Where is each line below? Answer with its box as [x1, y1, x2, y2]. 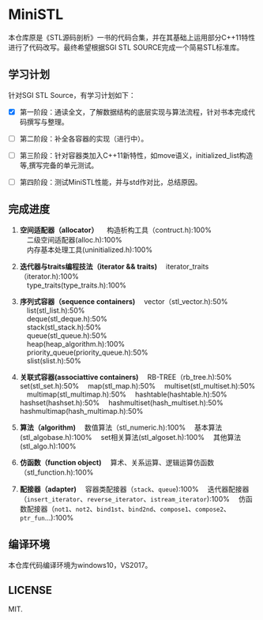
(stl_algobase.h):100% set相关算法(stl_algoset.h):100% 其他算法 [19, 432, 242, 442]
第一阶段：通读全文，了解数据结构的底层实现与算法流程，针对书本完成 [19, 107, 249, 116]
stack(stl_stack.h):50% [26, 322, 102, 332]
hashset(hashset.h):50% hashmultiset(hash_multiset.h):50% [19, 397, 224, 408]
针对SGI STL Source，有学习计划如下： [8, 90, 136, 100]
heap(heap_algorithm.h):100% [26, 339, 126, 348]
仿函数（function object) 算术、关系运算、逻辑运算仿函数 [19, 457, 215, 467]
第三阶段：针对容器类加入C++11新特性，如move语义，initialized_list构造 [19, 150, 254, 160]
